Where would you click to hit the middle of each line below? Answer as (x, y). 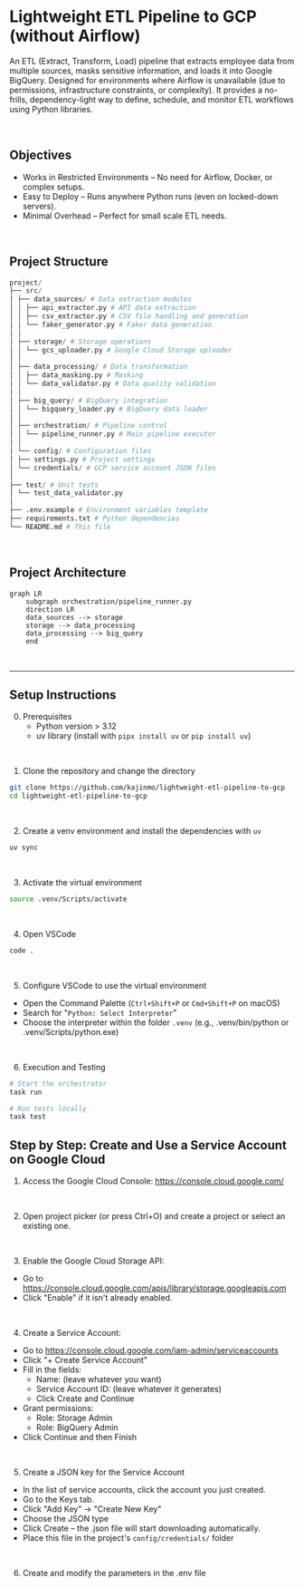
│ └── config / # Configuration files (81, 451)
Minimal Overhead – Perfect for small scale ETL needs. (125, 216)
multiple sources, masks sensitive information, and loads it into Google (141, 71)
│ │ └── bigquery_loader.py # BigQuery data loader (109, 409)
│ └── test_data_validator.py (66, 493)
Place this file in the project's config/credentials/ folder (128, 1538)
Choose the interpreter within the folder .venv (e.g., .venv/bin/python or (156, 1022)
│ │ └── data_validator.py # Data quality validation (113, 384)
